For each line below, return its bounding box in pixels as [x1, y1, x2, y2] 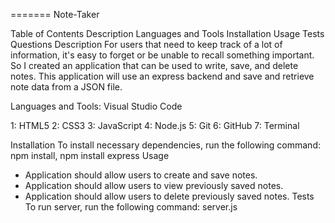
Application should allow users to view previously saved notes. [24, 180, 284, 191]
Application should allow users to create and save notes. [24, 169, 258, 181]
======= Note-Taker [10, 9, 100, 20]
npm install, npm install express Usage [10, 150, 170, 161]
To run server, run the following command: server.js [24, 201, 238, 213]
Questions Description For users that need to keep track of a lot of [10, 39, 283, 50]
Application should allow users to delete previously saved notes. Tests [24, 190, 315, 202]
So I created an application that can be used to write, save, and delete [10, 60, 299, 71]
